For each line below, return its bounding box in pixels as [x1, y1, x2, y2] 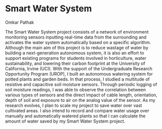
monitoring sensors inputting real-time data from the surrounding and [5, 34, 147, 40]
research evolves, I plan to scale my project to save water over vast [5, 102, 142, 108]
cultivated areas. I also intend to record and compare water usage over [5, 107, 150, 114]
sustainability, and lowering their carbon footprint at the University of [5, 60, 146, 66]
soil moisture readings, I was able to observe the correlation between [5, 86, 146, 92]
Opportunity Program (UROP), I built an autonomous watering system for [5, 71, 153, 77]
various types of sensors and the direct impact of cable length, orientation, [5, 92, 158, 98]
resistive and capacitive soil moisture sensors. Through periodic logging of [5, 81, 157, 87]
